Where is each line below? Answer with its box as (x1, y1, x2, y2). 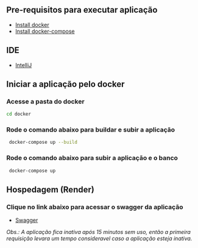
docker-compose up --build (9, 140, 78, 146)
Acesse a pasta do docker (6, 97, 85, 105)
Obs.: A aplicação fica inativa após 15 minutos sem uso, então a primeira (6, 229, 191, 236)
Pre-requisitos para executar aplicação (6, 5, 158, 15)
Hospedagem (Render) (6, 184, 94, 194)
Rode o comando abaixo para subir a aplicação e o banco (6, 154, 179, 162)
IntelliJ (15, 61, 32, 69)
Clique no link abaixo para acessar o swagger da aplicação (6, 202, 183, 211)
